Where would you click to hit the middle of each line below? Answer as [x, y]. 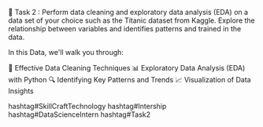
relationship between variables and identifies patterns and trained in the [125, 29]
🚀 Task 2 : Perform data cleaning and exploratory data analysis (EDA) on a [128, 12]
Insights [21, 91]
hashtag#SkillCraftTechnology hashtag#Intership [87, 106]
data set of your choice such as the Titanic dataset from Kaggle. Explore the [132, 20]
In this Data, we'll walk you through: [66, 52]
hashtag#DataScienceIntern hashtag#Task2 [80, 114]
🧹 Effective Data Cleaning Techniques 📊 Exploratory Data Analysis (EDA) [127, 68]
